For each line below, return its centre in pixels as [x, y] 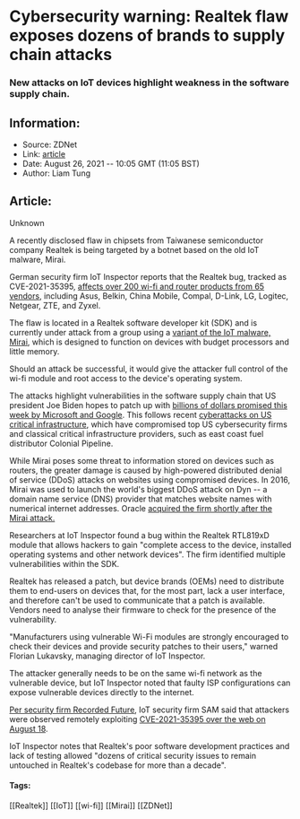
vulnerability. [33, 619]
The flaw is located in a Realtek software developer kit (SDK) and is [133, 322]
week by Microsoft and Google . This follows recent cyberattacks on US [141, 414]
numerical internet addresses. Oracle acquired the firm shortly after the [141, 508]
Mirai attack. [32, 518]
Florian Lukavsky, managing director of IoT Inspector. [107, 656]
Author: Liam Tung [56, 173]
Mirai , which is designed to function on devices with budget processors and [149, 342]
